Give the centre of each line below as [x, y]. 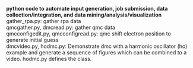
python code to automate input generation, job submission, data [87, 9]
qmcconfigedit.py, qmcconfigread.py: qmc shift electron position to [88, 34]
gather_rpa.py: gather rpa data [44, 21]
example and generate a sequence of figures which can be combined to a [96, 52]
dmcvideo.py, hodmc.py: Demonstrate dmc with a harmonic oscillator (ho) [97, 46]
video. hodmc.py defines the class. [49, 59]
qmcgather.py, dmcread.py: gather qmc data [61, 27]
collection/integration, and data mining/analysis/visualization [84, 15]
